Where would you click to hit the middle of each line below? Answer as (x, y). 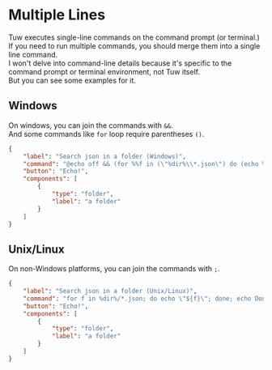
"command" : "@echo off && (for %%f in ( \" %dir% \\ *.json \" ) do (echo (141, 164)
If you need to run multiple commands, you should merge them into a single (134, 45)
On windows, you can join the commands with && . (91, 125)
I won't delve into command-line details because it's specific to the (120, 63)
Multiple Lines (57, 15)
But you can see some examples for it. (72, 80)
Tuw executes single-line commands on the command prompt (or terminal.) (134, 37)
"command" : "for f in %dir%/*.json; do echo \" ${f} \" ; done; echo (137, 298)
